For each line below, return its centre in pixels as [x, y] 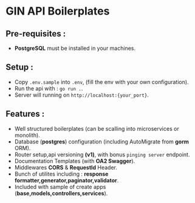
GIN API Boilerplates [58, 11]
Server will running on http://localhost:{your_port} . [82, 95]
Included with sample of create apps [60, 187]
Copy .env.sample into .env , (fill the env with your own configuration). [101, 82]
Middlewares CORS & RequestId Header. [66, 167]
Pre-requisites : [36, 34]
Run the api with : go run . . [49, 88]
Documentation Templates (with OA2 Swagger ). [75, 161]
